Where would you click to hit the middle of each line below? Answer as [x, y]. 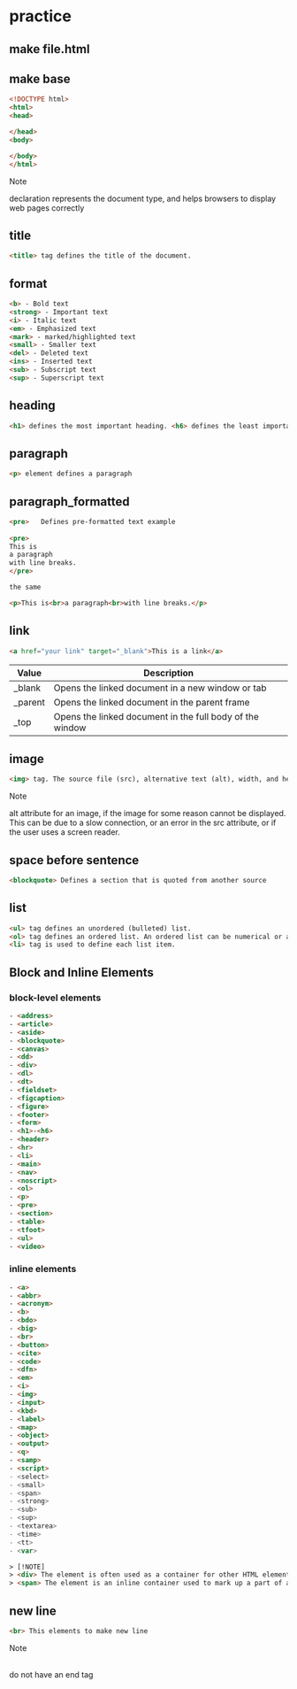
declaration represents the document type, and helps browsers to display [143, 198]
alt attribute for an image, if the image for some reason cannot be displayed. [148, 814]
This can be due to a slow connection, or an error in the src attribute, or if [143, 823]
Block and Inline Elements [82, 972]
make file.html [49, 49]
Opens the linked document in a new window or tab [160, 688]
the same [25, 587]
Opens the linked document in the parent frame [152, 702]
